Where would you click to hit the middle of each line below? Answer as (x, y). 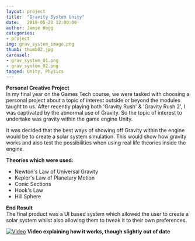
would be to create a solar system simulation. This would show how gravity (96, 137)
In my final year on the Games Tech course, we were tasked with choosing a (98, 94)
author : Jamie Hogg (30, 28)
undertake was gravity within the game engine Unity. (69, 119)
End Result (20, 208)
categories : (20, 33)
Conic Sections (33, 184)
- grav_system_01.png (32, 60)
